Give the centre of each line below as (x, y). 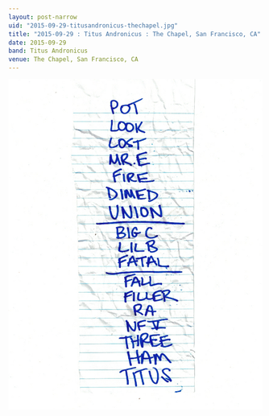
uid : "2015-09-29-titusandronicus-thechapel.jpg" (93, 25)
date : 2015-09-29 (37, 43)
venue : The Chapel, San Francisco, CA (73, 60)
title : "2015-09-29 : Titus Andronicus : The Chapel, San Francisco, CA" (135, 34)
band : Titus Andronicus (48, 51)
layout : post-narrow (43, 17)
